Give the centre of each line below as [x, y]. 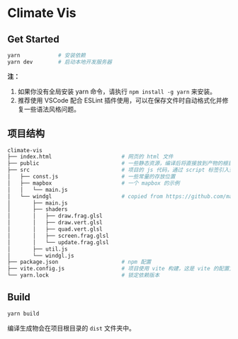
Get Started [33, 39]
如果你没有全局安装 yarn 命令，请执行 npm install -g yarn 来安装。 [117, 91]
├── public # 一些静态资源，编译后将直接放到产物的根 [118, 163]
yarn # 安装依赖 [47, 55]
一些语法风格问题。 [52, 109]
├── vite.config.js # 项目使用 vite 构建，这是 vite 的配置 [118, 269]
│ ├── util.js [38, 249]
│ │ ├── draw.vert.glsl [55, 223]
